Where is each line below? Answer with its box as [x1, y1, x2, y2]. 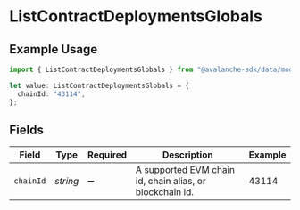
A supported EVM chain [135, 164, 235, 176]
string [54, 175, 79, 188]
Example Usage [9, 42, 98, 57]
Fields [9, 122, 45, 137]
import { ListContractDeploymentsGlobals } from [9, 65, 194, 74]
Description [162, 149, 213, 161]
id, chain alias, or [135, 175, 207, 188]
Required [87, 149, 128, 161]
